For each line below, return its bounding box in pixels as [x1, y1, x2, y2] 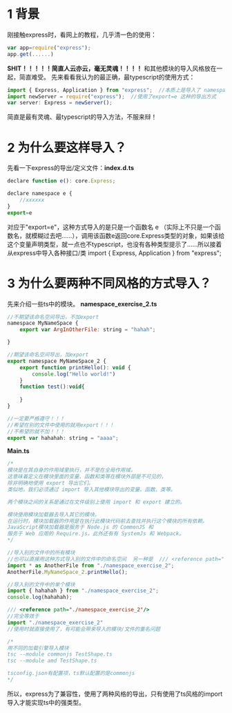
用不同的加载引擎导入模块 [7, 645, 69, 651]
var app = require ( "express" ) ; [7, 44, 91, 51]
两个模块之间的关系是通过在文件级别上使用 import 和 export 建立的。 [7, 499, 185, 506]
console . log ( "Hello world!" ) [32, 371, 116, 378]
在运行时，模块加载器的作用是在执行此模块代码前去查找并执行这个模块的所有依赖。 [7, 517, 208, 524]
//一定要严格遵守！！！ [7, 415, 66, 422]
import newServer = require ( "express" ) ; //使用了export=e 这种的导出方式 [7, 93, 217, 100]
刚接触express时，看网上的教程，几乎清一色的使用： [7, 30, 157, 39]
